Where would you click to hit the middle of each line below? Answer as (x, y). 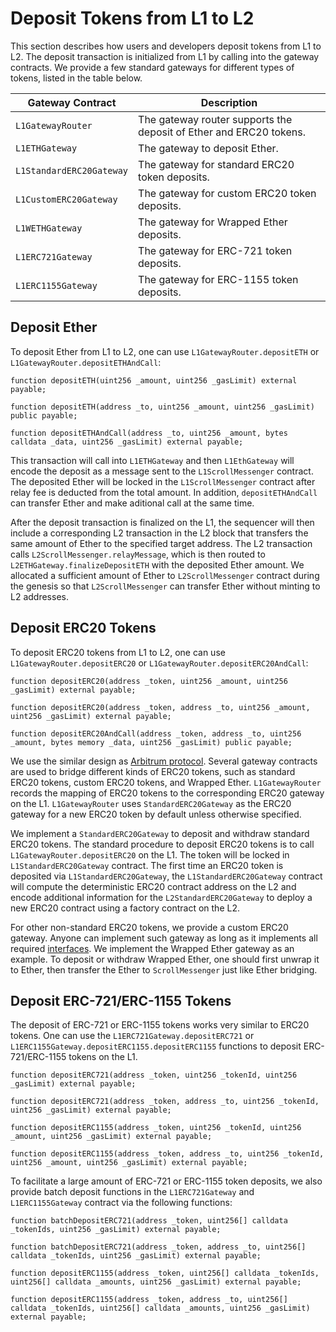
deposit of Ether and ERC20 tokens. (222, 132)
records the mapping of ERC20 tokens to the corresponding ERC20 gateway (167, 793)
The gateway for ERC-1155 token (218, 279)
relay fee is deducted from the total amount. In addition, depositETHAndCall (164, 492)
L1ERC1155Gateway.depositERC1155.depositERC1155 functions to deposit (156, 1046)
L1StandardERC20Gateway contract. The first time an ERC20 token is (147, 865)
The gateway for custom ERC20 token (227, 193)
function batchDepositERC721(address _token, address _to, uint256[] (158, 1247)
